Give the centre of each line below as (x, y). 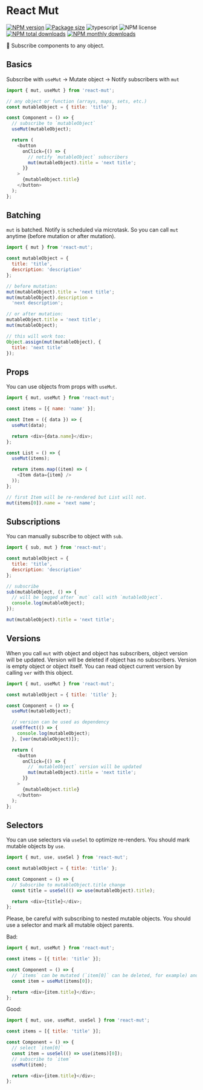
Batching (24, 216)
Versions (24, 639)
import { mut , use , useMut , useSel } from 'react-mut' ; (78, 1020)
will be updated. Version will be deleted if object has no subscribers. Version (101, 660)
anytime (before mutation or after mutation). (61, 236)
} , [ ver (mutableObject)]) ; (46, 739)
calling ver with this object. (40, 672)
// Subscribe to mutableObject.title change (69, 885)
